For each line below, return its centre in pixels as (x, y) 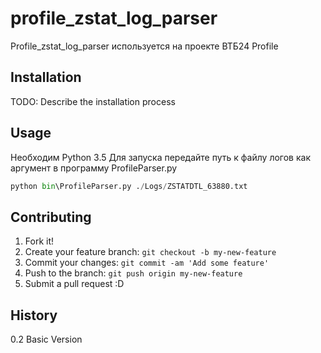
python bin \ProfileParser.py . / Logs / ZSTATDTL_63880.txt (129, 186)
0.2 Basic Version (46, 339)
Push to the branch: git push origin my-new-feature (133, 273)
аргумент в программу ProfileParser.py (94, 168)
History (34, 315)
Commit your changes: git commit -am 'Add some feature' (147, 263)
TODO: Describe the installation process (93, 101)
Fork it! (39, 241)
